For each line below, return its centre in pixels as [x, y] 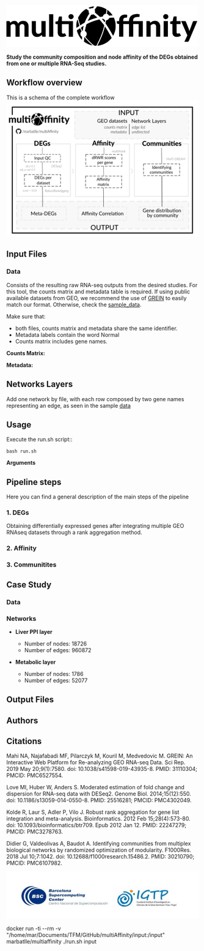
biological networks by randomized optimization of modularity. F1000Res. [99, 850]
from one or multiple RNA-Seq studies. [56, 63]
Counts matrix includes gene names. [61, 341]
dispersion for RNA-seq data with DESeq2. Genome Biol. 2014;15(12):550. [99, 794]
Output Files [30, 700]
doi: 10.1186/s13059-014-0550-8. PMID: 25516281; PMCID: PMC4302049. [99, 800]
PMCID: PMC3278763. [35, 832]
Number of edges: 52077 [56, 680]
